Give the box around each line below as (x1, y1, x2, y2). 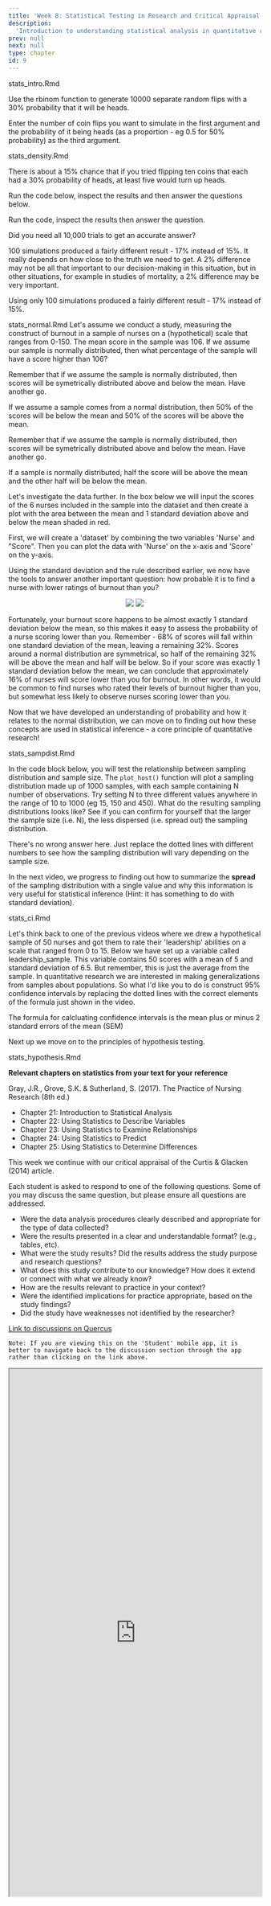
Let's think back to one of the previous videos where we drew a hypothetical (8, 928, 261, 938)
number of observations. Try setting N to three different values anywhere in (8, 789, 258, 799)
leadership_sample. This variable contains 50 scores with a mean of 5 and (8, 954, 253, 964)
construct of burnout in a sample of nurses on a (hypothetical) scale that (8, 328, 249, 338)
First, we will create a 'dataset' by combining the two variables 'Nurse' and (8, 532, 255, 543)
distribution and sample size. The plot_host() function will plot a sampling (8, 773, 254, 782)
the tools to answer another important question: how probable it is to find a (8, 574, 256, 584)
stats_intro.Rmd (8, 78, 60, 88)
